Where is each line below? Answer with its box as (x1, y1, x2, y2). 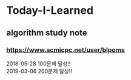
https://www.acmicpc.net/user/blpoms (6, 46, 126, 54)
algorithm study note (6, 28, 87, 38)
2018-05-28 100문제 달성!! (6, 60, 71, 67)
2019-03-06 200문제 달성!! (6, 67, 73, 75)
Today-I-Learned (6, 4, 94, 17)
